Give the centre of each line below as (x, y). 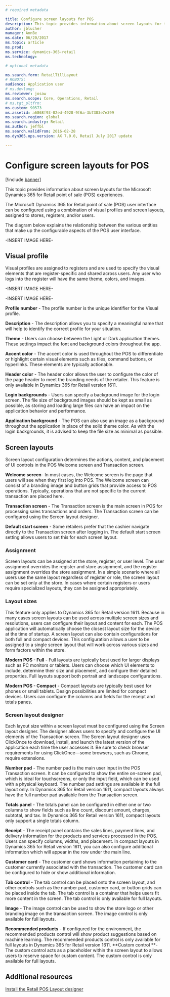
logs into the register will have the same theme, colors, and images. (75, 279)
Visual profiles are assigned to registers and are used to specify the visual (82, 268)
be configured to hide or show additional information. (61, 873)
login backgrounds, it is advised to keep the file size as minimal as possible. (84, 432)
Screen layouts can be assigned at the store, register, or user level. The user (85, 561)
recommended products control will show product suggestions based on (81, 934)
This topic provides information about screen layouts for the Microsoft (78, 189)
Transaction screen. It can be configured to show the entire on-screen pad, (84, 774)
